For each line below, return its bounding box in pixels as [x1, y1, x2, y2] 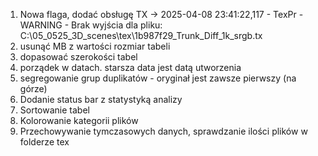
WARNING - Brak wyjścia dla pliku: [19, 19, 163, 31]
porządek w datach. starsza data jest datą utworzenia [19, 62, 242, 73]
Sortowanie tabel [19, 104, 90, 116]
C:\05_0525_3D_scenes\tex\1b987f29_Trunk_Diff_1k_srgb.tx [19, 30, 263, 41]
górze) [19, 83, 48, 94]
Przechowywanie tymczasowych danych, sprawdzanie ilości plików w [19, 125, 308, 137]
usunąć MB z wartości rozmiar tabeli [19, 40, 171, 52]
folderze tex [19, 136, 70, 148]
